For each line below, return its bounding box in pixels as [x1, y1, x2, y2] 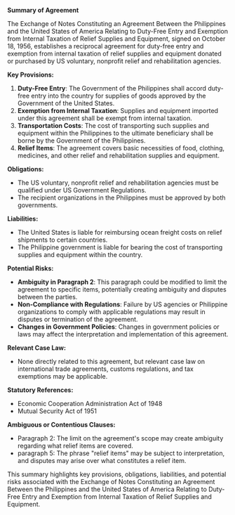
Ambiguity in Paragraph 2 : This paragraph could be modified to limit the [17, 278, 227, 286]
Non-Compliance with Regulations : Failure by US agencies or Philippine [17, 300, 228, 308]
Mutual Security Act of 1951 [17, 407, 97, 415]
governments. [17, 201, 58, 209]
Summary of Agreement [7, 6, 79, 14]
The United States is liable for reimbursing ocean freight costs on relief [17, 228, 222, 236]
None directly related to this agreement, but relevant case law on [17, 358, 206, 365]
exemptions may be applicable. [17, 372, 108, 380]
